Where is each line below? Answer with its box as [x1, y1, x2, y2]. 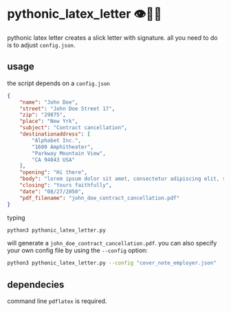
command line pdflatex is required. [7, 297, 107, 305]
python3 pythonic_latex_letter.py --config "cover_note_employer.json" [7, 260, 217, 267]
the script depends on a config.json [7, 79, 111, 87]
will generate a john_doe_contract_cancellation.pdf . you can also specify [7, 239, 217, 247]
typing [7, 213, 25, 221]
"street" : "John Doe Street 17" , [19, 105, 115, 112]
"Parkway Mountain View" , [32, 150, 107, 157]
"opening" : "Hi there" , [19, 169, 88, 176]
